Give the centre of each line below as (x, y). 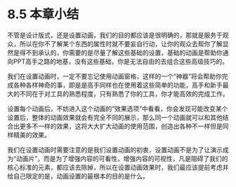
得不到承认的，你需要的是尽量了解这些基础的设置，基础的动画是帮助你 (121, 53)
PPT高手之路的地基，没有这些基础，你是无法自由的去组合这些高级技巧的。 (120, 61)
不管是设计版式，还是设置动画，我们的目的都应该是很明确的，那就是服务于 (115, 35)
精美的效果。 (32, 134)
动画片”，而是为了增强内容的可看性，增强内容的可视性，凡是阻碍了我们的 (122, 158)
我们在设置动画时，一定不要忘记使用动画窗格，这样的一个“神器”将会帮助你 (115, 76)
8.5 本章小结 (43, 14)
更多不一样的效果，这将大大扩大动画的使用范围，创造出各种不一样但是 (121, 126)
